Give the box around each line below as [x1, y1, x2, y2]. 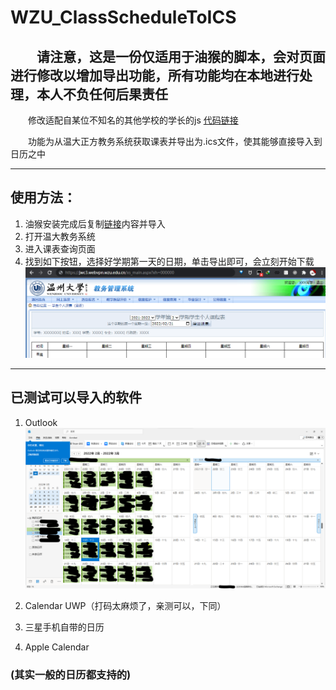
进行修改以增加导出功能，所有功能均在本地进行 [10, 67, 300, 84]
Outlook [24, 416, 58, 428]
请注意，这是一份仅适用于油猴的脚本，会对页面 [36, 48, 326, 65]
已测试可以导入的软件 [10, 389, 142, 406]
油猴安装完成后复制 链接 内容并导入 [24, 217, 166, 230]
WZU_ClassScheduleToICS [10, 6, 237, 29]
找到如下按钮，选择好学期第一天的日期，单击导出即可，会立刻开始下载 [24, 255, 315, 267]
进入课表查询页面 [24, 242, 96, 255]
